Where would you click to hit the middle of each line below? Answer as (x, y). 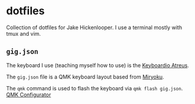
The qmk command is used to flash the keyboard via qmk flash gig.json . (95, 88)
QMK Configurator (29, 94)
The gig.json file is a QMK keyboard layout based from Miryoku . (85, 77)
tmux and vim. (23, 33)
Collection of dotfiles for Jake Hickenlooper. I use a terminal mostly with (94, 27)
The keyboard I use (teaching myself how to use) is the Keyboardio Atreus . (97, 65)
